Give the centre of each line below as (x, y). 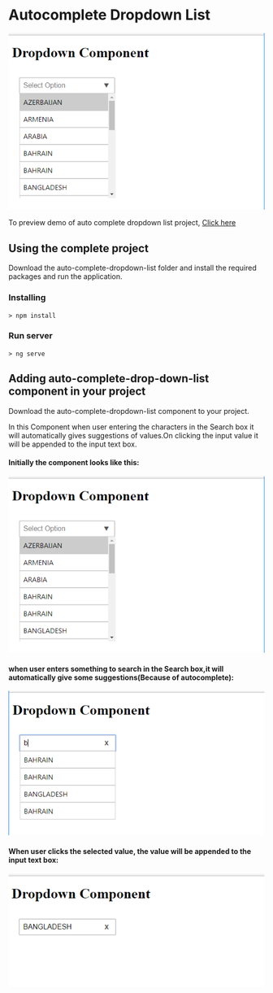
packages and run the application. (65, 277)
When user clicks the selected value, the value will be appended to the (130, 851)
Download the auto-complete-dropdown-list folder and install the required (133, 268)
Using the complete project (78, 248)
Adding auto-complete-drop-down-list (109, 379)
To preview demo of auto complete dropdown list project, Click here (122, 223)
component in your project (77, 392)
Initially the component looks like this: (74, 463)
